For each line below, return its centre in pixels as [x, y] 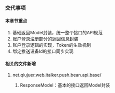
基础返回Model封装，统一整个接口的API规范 [57, 33]
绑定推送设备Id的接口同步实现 [43, 51]
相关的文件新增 [20, 64]
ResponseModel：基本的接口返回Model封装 [65, 85]
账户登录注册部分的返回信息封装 [45, 39]
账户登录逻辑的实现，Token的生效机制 [51, 45]
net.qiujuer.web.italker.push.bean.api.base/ [57, 75]
